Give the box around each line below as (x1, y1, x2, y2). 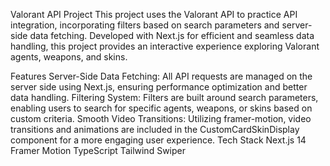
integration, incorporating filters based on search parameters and (10, 19, 280, 31)
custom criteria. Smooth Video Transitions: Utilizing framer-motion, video (10, 113, 312, 124)
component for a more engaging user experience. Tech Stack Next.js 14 (10, 134, 307, 146)
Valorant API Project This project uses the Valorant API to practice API (10, 9, 298, 20)
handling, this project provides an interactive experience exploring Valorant (10, 40, 320, 52)
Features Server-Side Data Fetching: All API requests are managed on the (10, 70, 313, 82)
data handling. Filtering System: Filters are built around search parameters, (10, 92, 319, 103)
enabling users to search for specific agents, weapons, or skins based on (10, 102, 313, 114)
